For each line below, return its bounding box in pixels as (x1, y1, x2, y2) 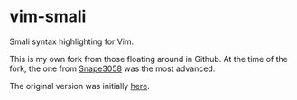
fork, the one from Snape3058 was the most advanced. (9, 63, 216, 74)
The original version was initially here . (9, 80, 151, 91)
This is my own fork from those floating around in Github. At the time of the (9, 53, 289, 64)
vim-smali (9, 6, 87, 27)
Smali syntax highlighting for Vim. (9, 36, 135, 47)
